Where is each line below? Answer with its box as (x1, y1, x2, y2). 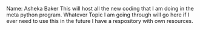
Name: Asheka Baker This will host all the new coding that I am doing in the (6, 5, 194, 12)
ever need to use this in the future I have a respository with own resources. (6, 18, 194, 24)
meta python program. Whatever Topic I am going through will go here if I (6, 11, 190, 18)
